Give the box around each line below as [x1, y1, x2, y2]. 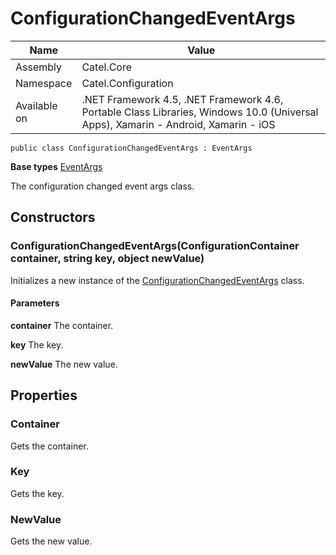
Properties [10, 387, 78, 404]
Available [15, 98, 58, 112]
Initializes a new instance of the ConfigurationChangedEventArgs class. [10, 274, 305, 286]
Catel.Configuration [81, 76, 174, 90]
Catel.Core [81, 60, 133, 74]
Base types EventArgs [10, 160, 103, 172]
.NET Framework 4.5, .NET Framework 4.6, [81, 92, 284, 106]
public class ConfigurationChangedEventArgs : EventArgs [10, 143, 253, 153]
